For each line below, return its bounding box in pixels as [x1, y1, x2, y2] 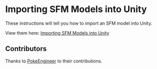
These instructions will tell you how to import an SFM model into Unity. [5, 20, 152, 26]
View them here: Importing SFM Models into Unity [5, 30, 109, 36]
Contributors [5, 44, 47, 53]
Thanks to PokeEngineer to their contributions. [5, 58, 102, 64]
